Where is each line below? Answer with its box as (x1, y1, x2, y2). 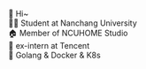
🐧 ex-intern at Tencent (8, 41, 90, 50)
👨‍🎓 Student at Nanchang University (8, 18, 138, 28)
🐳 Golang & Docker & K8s (8, 50, 101, 60)
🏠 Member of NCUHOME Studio (8, 27, 128, 38)
